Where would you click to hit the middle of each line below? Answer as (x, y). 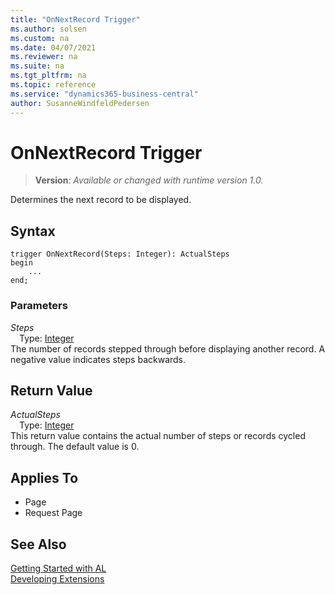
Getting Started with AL (58, 568)
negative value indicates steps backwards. (98, 359)
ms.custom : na (40, 38)
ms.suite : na (37, 66)
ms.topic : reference (53, 85)
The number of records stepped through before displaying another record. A (168, 348)
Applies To (44, 477)
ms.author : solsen (48, 29)
